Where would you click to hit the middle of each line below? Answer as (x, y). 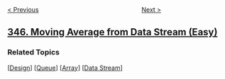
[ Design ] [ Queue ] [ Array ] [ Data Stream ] (65, 68)
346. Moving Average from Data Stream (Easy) (112, 32)
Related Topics (34, 52)
